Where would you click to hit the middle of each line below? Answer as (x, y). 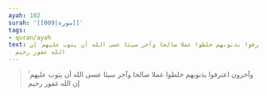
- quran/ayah (30, 37)
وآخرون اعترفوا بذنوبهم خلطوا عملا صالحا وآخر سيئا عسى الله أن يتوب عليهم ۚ (141, 74)
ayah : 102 (25, 15)
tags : (17, 30)
